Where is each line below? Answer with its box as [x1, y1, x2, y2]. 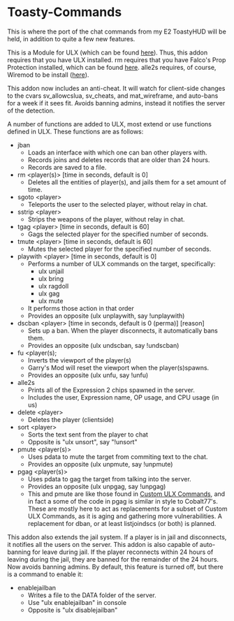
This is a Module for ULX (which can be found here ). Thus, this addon [7, 48, 208, 57]
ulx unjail [38, 267, 64, 275]
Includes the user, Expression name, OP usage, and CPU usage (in [27, 393, 219, 402]
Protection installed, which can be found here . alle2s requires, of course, [7, 63, 217, 71]
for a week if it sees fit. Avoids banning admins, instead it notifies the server [7, 98, 226, 107]
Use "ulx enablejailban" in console [27, 598, 127, 606]
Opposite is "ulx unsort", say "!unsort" [27, 437, 138, 446]
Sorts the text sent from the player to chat [27, 430, 149, 439]
